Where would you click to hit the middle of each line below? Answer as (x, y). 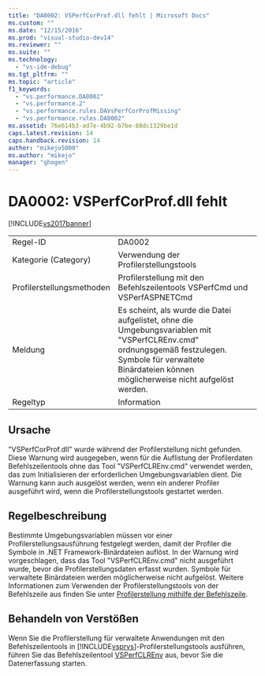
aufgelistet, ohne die (156, 320)
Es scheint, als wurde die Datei (174, 311)
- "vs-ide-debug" (44, 67)
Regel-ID (29, 242)
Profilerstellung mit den (161, 278)
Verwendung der (149, 255)
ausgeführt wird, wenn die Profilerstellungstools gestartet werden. (116, 491)
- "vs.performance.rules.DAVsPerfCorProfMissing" (98, 111)
